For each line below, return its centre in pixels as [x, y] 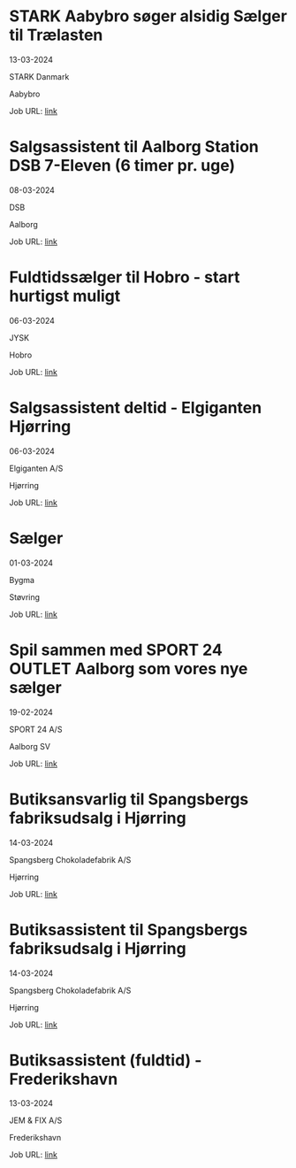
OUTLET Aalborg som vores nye [129, 669]
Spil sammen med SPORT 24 [116, 650]
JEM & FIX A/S [36, 1120]
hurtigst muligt [65, 296]
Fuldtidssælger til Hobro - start [125, 277]
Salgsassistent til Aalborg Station [134, 147]
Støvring [25, 597]
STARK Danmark [39, 76]
